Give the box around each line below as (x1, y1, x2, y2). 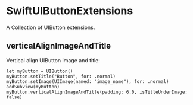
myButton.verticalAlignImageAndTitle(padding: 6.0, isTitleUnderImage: (6, 89, 188, 95)
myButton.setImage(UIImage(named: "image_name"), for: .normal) (6, 78, 169, 84)
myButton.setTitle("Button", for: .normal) (6, 73, 116, 79)
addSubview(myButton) (6, 84, 60, 90)
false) (6, 94, 23, 100)
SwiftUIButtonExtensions (6, 4, 133, 18)
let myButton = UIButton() (6, 68, 73, 74)
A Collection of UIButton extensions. (6, 24, 95, 31)
